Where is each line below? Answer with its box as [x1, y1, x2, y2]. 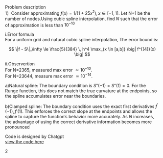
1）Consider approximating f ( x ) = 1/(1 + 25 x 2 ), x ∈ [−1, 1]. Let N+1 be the [5, 9, 151, 16]
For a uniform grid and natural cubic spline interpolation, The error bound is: [5, 37, 159, 43]
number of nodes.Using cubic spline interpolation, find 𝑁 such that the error [5, 16, 158, 22]
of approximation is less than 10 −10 [5, 21, 75, 28]
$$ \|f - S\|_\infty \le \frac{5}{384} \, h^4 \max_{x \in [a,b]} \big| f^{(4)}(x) [8, 46, 156, 52]
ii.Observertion [5, 61, 35, 67]
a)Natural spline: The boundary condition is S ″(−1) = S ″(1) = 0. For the [5, 82, 146, 88]
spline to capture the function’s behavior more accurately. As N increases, [5, 114, 154, 120]
